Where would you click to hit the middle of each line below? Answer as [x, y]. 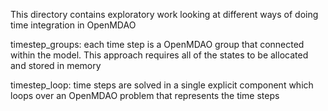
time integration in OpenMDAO [73, 25]
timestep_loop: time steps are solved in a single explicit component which [162, 85]
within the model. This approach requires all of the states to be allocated [159, 55]
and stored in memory [56, 65]
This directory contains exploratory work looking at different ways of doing [164, 14]
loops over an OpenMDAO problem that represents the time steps [145, 95]
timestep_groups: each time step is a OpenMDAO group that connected [157, 44]
